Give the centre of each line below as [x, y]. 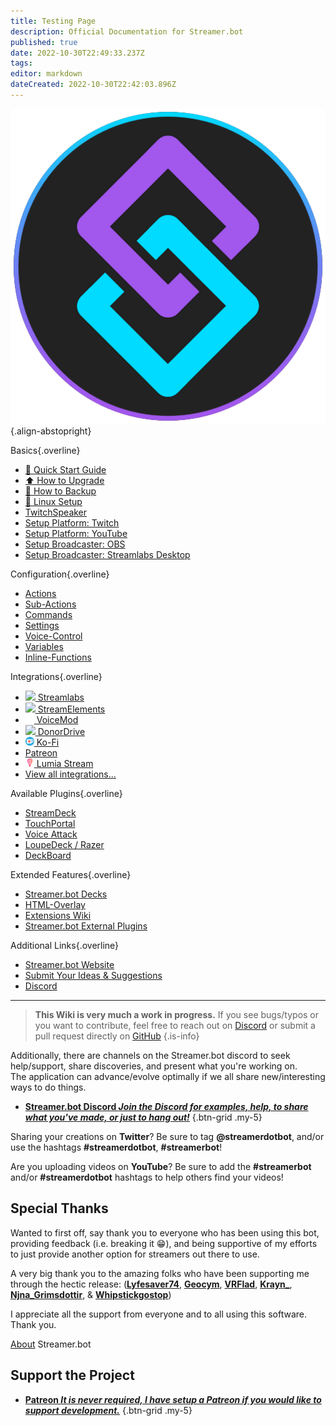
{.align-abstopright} [51, 431]
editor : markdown [46, 74]
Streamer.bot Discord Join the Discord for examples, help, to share [166, 1106]
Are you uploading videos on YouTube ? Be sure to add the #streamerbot [161, 1166]
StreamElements [71, 709]
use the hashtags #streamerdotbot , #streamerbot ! [116, 1147]
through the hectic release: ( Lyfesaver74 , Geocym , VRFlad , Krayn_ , [151, 1284]
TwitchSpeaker [56, 512]
